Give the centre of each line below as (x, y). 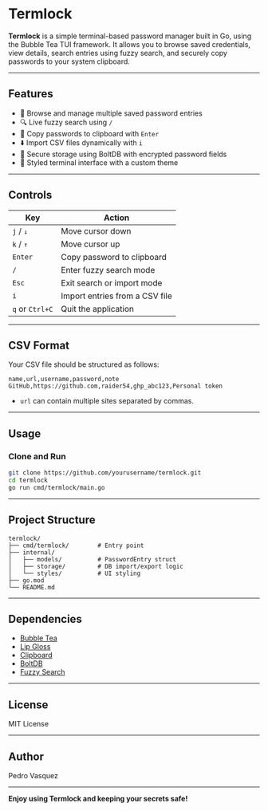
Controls (30, 195)
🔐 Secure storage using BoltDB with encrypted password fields (123, 154)
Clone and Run (37, 456)
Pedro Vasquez (33, 775)
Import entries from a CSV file (117, 296)
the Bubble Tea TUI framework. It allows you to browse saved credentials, (130, 44)
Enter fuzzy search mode (108, 270)
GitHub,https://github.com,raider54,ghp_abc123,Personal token (116, 386)
